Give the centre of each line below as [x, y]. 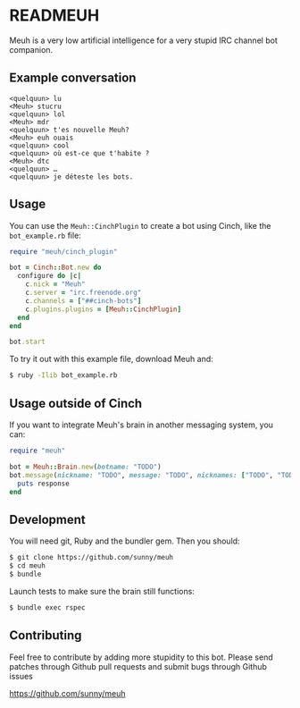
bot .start [28, 342]
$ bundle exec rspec [48, 607]
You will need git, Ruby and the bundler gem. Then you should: [125, 541]
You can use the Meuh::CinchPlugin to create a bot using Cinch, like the [140, 225]
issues [21, 676]
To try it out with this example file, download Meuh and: [112, 359]
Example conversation [73, 78]
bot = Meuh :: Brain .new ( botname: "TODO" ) [86, 467]
